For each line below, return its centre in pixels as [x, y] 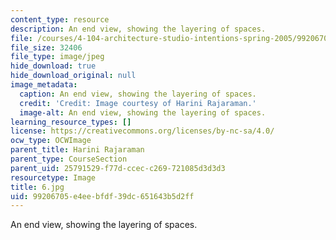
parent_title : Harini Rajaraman [77, 150]
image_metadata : [44, 85]
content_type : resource [60, 19]
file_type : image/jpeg [57, 57]
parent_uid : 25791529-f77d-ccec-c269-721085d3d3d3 [118, 168]
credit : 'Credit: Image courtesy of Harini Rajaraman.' [138, 103]
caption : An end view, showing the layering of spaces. [138, 94]
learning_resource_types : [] [71, 122]
